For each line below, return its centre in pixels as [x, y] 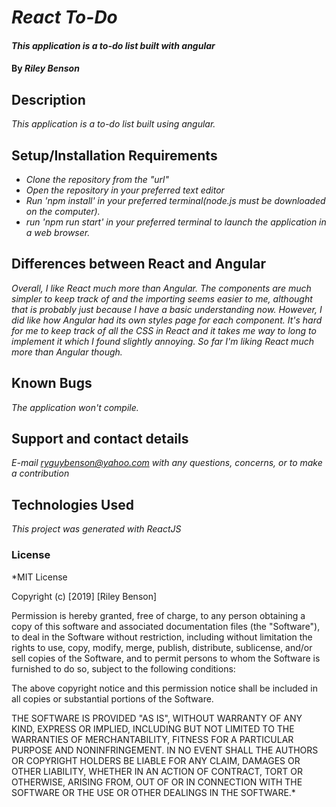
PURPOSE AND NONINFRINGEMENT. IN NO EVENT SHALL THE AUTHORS [165, 750]
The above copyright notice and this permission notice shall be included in [164, 688]
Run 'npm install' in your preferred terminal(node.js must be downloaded [175, 200]
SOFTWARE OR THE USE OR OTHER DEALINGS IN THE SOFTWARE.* [153, 792]
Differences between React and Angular [138, 264]
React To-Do [64, 17]
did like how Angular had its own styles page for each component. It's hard [167, 320]
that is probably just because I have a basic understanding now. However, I [167, 309]
